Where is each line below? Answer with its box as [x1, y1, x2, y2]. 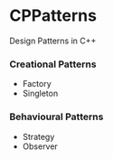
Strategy [22, 131, 55, 142]
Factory [22, 79, 52, 89]
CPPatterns [9, 5, 98, 26]
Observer [22, 141, 59, 152]
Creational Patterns [9, 58, 97, 70]
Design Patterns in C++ [9, 35, 97, 46]
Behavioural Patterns [9, 110, 104, 123]
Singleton [22, 88, 59, 99]
